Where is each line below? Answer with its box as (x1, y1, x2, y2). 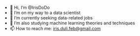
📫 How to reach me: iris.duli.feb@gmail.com (9, 26, 101, 31)
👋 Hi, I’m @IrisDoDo (9, 5, 50, 10)
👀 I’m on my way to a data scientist (9, 10, 81, 16)
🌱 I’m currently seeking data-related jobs (9, 15, 93, 20)
